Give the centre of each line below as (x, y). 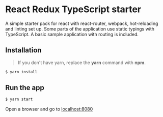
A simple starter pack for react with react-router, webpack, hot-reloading (82, 23)
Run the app (25, 88)
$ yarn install (21, 72)
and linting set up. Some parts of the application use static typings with (80, 28)
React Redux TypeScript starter (73, 9)
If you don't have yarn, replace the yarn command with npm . (82, 63)
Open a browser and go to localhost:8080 (49, 109)
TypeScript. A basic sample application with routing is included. (72, 34)
